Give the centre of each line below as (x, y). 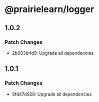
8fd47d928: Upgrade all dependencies (52, 94)
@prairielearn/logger (49, 9)
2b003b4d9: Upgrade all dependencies (52, 53)
